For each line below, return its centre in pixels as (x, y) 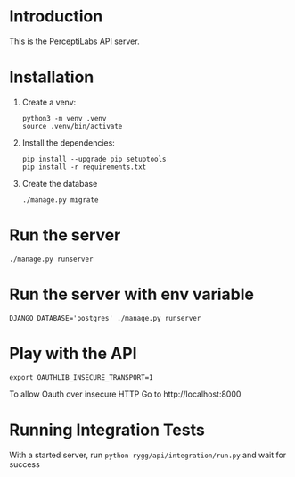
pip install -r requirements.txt (84, 167)
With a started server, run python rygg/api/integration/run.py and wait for (148, 455)
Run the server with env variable (132, 294)
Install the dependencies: (69, 142)
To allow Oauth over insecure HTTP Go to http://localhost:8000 (125, 394)
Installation (52, 77)
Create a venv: (49, 102)
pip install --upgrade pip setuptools (94, 159)
